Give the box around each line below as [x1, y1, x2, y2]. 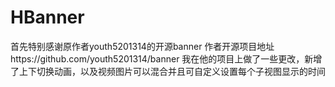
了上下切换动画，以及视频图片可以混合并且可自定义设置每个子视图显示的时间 [10, 65, 326, 77]
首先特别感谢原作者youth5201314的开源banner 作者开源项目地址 [10, 40, 275, 52]
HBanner [10, 6, 85, 29]
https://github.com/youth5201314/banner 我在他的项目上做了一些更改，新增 [10, 52, 323, 65]
